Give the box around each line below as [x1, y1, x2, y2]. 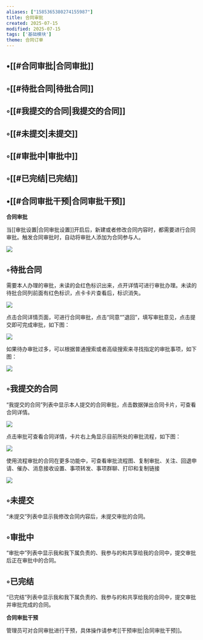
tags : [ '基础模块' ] [6, 32, 52, 38]
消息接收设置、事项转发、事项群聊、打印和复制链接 [32, 464, 160, 472]
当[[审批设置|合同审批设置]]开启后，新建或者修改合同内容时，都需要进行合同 [6, 226, 196, 233]
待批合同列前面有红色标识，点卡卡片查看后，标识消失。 [6, 289, 144, 296]
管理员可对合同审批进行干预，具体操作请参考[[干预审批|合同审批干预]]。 [6, 627, 185, 634]
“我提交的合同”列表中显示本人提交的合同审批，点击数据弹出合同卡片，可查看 [6, 401, 196, 408]
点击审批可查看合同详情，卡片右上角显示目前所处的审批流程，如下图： [6, 433, 181, 440]
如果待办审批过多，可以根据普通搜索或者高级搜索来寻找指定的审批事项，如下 [6, 345, 197, 352]
